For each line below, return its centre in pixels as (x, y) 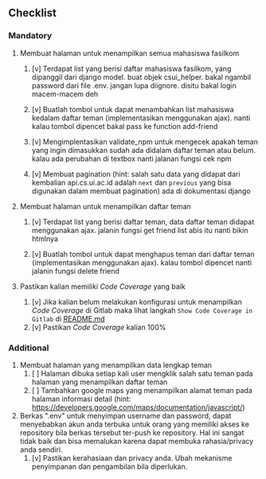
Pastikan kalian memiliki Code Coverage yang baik (102, 286)
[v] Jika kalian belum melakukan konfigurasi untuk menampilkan (137, 302)
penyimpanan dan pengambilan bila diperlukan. (110, 466)
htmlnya (45, 239)
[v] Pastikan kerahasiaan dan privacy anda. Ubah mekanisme (132, 458)
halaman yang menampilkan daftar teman (100, 382)
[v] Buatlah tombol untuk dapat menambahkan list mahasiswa (133, 109)
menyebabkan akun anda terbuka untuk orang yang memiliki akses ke (134, 424)
